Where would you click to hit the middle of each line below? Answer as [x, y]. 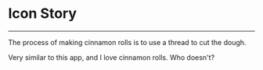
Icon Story [42, 14]
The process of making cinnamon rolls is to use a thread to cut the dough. [127, 42]
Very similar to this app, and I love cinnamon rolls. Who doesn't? [112, 57]
